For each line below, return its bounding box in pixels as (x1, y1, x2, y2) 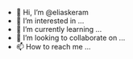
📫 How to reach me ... (15, 42, 91, 51)
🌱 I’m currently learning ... (15, 25, 102, 33)
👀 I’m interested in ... (15, 16, 85, 26)
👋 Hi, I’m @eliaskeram (15, 8, 89, 17)
